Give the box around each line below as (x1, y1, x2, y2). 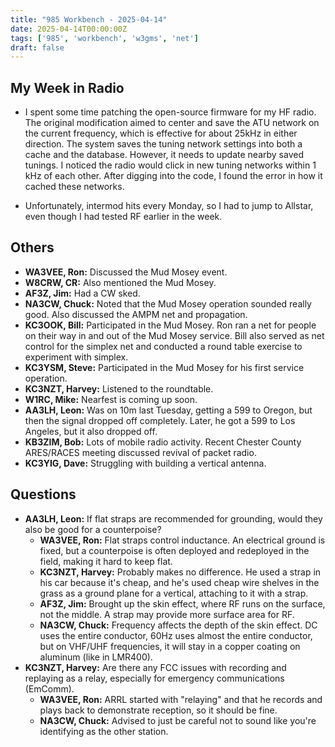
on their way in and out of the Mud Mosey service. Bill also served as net (24, 329, 325, 341)
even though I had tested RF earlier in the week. (24, 211, 223, 223)
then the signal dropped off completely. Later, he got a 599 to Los (24, 414, 296, 426)
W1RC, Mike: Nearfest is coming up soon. (24, 393, 198, 405)
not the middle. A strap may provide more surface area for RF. (39, 608, 295, 620)
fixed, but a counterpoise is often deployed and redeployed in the (39, 544, 310, 556)
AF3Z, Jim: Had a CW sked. (24, 287, 141, 299)
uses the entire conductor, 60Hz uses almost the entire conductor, (39, 629, 313, 641)
